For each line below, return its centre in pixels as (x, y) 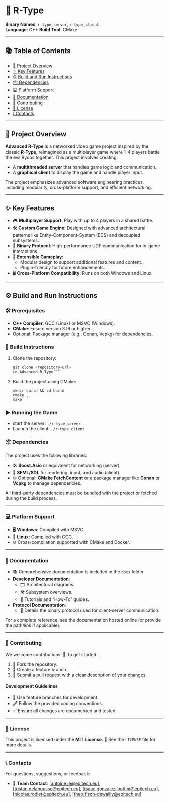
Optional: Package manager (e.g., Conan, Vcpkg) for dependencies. (83, 334)
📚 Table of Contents (38, 51)
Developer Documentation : (41, 579)
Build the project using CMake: (44, 382)
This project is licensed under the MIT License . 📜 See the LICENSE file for (80, 740)
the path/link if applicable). (33, 625)
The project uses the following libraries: (46, 455)
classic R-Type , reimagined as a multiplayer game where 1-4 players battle (82, 152)
